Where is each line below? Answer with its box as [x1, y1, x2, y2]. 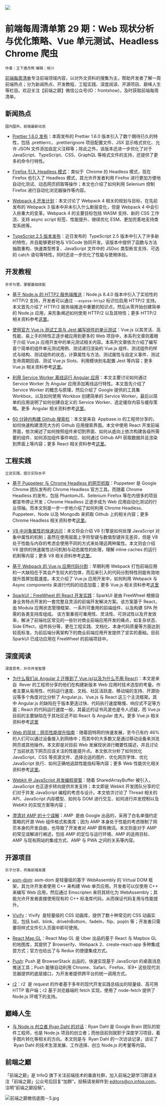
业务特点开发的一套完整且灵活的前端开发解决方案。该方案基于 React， [16, 599, 160, 605]
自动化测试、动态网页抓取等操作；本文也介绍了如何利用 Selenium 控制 [12, 181, 155, 187]
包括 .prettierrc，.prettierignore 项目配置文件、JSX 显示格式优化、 [21, 139, 156, 145]
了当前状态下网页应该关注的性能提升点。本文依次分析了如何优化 [12, 748, 142, 754]
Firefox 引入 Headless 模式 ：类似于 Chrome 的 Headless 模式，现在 [12, 169, 151, 175]
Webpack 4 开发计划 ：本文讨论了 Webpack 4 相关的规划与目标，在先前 [12, 197, 158, 203]
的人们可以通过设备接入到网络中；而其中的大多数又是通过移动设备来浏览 [12, 736, 160, 741]
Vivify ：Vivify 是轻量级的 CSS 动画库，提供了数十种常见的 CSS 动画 [12, 913, 152, 918]
